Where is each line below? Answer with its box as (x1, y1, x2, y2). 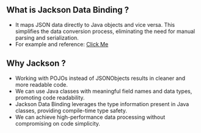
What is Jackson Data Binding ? (6, 5, 130, 15)
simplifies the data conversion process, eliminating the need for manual (15, 27, 196, 35)
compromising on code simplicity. (15, 120, 101, 127)
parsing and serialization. (15, 34, 79, 41)
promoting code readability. (15, 94, 85, 101)
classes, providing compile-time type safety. (15, 107, 127, 114)
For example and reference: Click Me (15, 40, 109, 48)
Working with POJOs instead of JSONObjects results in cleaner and (15, 74, 186, 82)
